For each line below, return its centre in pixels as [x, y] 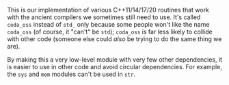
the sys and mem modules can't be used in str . [71, 74]
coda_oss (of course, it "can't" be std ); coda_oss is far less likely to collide [110, 32]
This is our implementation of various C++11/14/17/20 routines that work [108, 10]
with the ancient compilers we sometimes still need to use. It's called [104, 17]
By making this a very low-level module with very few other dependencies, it [115, 60]
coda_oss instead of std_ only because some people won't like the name [108, 24]
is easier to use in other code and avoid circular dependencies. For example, [114, 67]
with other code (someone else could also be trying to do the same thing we [114, 39]
